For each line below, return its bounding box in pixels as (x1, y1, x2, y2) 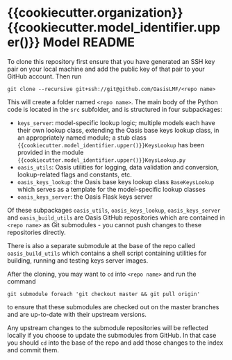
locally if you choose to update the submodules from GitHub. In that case (7, 331, 217, 339)
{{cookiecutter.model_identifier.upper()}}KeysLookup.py (17, 156, 186, 164)
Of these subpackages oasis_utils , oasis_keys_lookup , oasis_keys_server (7, 206, 221, 214)
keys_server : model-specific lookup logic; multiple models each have (17, 118, 215, 126)
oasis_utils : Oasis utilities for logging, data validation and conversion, (17, 163, 219, 171)
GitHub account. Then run (7, 72, 82, 81)
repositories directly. (7, 228, 66, 236)
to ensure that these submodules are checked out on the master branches (7, 302, 219, 311)
